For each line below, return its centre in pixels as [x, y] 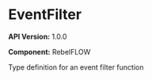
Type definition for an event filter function [76, 67]
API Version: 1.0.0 [38, 36]
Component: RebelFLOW [49, 51]
